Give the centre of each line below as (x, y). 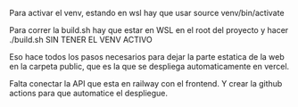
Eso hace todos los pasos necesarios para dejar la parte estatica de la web (147, 57)
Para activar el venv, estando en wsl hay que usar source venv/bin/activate (147, 13)
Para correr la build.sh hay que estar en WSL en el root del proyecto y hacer (149, 30)
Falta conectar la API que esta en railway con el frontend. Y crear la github (146, 83)
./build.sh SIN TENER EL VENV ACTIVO (81, 40)
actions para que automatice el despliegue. (88, 93)
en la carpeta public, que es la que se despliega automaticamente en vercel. (149, 66)
